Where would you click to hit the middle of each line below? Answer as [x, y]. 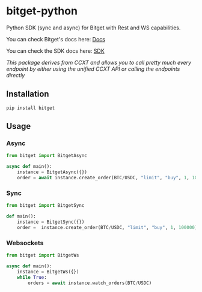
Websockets [25, 243]
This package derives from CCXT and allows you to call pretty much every [99, 62]
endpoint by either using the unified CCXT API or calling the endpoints [93, 69]
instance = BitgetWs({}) [48, 272]
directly [16, 75]
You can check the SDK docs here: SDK [56, 51]
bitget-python [42, 11]
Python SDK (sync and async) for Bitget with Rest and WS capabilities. [93, 28]
